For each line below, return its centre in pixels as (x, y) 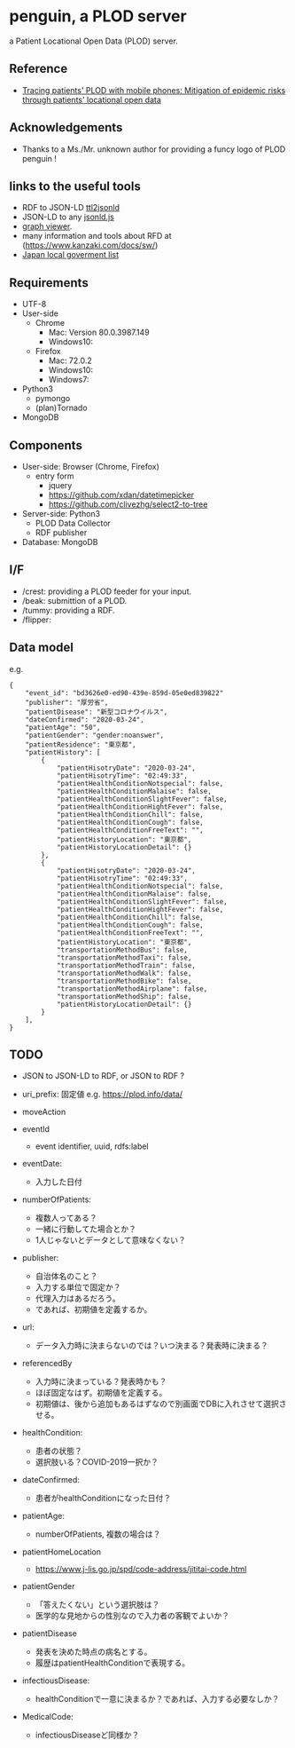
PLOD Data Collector (73, 523)
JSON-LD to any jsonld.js (68, 217)
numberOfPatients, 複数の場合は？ (98, 1534)
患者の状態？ (58, 1451)
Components (46, 445)
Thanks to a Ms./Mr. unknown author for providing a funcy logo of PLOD (154, 149)
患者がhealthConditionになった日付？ (103, 1499)
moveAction (44, 1112)
